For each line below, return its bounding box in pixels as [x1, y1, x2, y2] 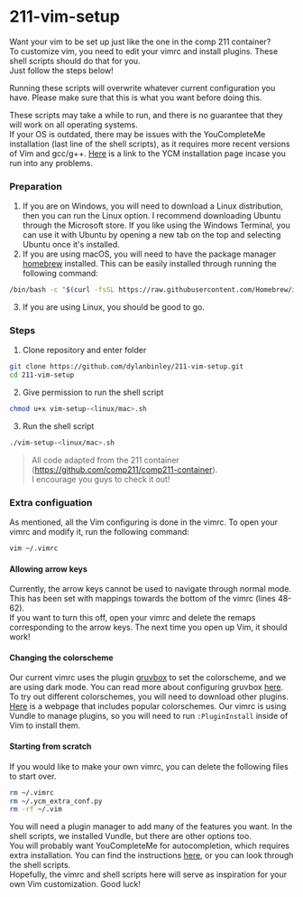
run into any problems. [9, 157, 93, 168]
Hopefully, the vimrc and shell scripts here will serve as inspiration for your [9, 869, 287, 880]
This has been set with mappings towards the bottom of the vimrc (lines [9, 593, 277, 604]
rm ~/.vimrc [9, 788, 54, 797]
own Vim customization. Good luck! [9, 879, 142, 890]
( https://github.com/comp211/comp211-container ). [31, 463, 218, 475]
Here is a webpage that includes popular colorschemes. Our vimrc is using [9, 701, 287, 712]
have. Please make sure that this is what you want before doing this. [9, 92, 262, 103]
